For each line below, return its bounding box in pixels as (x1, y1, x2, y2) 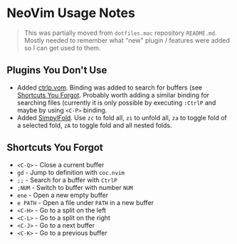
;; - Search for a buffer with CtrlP (16, 176, 118, 184)
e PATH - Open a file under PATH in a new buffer (16, 198, 154, 207)
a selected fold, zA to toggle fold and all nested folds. (16, 121, 172, 129)
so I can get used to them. (23, 43, 101, 52)
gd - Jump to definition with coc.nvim (16, 168, 125, 176)
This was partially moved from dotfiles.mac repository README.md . (23, 28, 217, 37)
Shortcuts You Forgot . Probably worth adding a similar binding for (16, 90, 210, 99)
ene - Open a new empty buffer (16, 191, 108, 199)
